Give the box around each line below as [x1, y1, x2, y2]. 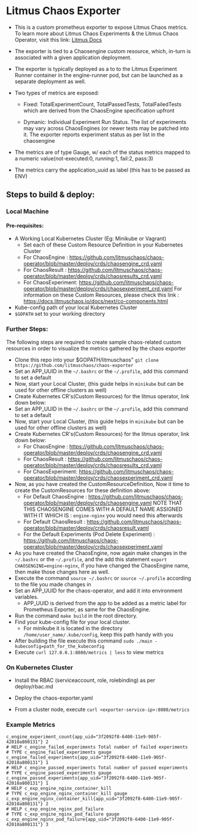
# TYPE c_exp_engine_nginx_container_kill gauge [6, 791, 128, 797]
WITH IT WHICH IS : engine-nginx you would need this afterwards [23, 511, 183, 519]
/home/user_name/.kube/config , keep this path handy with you [23, 631, 173, 638]
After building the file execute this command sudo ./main [14, 637, 153, 644]
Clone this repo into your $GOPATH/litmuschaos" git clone [14, 356, 159, 363]
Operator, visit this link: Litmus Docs [14, 36, 102, 43]
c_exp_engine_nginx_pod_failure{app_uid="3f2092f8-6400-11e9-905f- [6, 816, 175, 822]
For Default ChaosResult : [23, 518, 86, 525]
